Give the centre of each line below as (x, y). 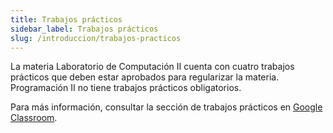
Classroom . (34, 118)
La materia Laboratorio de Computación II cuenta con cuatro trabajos (152, 67)
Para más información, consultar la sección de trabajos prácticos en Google (166, 107)
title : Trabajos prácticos (66, 19)
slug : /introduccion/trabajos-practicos (96, 38)
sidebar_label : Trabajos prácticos (84, 29)
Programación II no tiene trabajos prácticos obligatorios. (126, 88)
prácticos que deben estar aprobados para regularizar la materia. (145, 77)
